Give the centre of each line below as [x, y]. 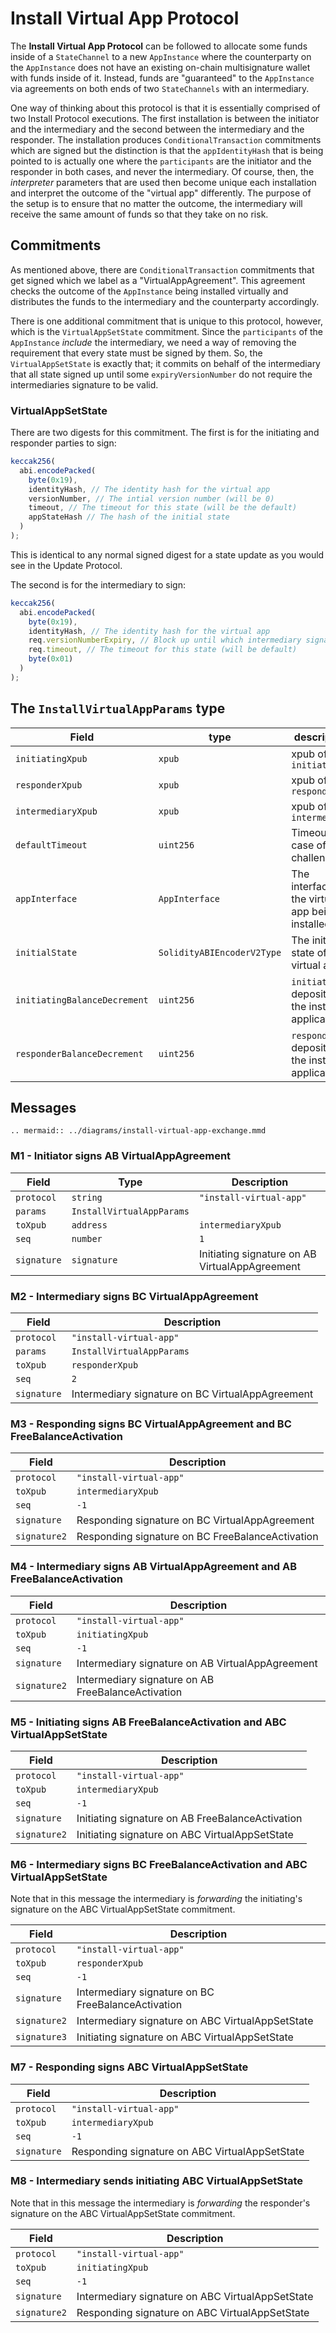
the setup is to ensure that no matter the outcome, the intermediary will [156, 203]
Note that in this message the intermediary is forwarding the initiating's [156, 1899]
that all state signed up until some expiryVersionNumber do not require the [161, 374]
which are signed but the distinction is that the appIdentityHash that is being [167, 150]
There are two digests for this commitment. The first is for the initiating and [165, 433]
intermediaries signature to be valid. [84, 384]
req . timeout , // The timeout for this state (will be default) [163, 650]
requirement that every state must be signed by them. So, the [136, 353]
